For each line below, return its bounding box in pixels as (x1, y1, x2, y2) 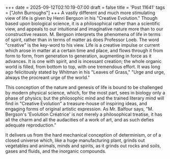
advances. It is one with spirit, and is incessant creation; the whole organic (5, 58, 162, 64)
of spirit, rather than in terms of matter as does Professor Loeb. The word (5, 37, 159, 43)
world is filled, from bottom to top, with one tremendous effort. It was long (5, 63, 160, 70)
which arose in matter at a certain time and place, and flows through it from (5, 48, 163, 53)
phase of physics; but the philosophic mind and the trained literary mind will (5, 95, 164, 101)
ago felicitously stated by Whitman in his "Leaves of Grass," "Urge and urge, (5, 69, 165, 75)
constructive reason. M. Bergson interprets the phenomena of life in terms (5, 31, 161, 37)
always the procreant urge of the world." (5, 75, 90, 80)
